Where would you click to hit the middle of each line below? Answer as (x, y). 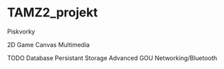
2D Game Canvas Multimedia (49, 44)
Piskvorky (21, 31)
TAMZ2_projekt (52, 13)
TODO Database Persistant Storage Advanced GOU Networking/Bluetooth (112, 58)
